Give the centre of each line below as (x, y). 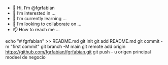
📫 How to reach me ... (36, 29)
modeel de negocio (25, 57)
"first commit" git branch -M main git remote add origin (68, 46)
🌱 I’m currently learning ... (40, 18)
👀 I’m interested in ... (34, 13)
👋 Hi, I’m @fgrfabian (33, 8)
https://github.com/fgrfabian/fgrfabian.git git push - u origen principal (78, 52)
